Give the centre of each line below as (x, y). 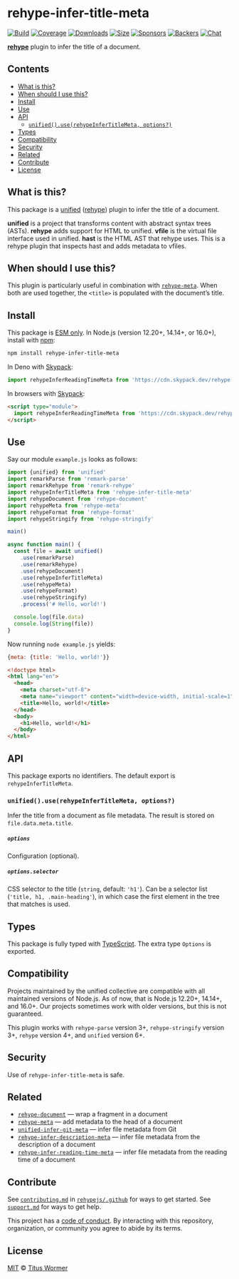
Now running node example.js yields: (62, 644)
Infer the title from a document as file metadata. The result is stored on (111, 815)
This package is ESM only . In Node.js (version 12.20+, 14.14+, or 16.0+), (112, 332)
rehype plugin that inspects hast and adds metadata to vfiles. (97, 246)
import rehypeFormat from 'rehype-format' (71, 512)
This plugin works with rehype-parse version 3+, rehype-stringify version (116, 1027)
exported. (22, 951)
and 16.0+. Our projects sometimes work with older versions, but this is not (117, 1006)
